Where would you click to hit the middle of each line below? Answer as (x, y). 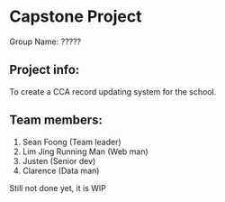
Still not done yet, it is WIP (58, 188)
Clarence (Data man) (61, 170)
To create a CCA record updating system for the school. (113, 91)
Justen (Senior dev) (59, 161)
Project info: (45, 70)
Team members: (56, 120)
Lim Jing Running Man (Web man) (85, 151)
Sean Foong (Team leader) (72, 142)
